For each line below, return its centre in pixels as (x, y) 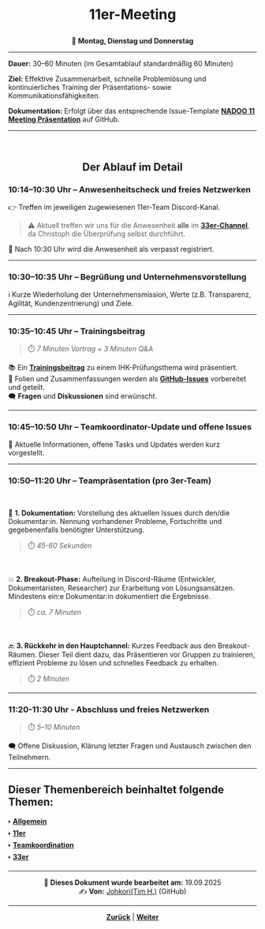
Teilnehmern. (30, 757)
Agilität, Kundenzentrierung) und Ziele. (71, 303)
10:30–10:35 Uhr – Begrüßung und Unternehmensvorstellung (127, 276)
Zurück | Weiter (132, 917)
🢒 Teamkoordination (41, 845)
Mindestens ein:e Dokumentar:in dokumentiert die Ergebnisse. (110, 597)
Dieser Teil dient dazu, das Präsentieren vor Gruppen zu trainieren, (147, 655)
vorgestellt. (26, 452)
